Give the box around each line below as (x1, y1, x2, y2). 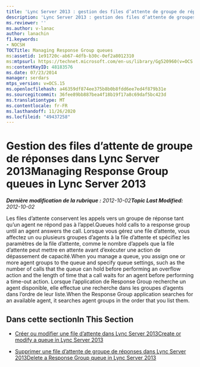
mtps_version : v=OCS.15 (6, 81, 65, 87)
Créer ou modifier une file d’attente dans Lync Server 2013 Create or (14, 330, 182, 337)
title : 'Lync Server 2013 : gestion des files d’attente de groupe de (6, 8, 185, 15)
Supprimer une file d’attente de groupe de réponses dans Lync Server (14, 348, 186, 355)
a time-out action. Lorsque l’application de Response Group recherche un (6, 278, 186, 286)
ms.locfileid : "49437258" (6, 114, 70, 120)
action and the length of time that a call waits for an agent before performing (6, 272, 194, 279)
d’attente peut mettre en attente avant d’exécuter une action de (6, 246, 161, 253)
